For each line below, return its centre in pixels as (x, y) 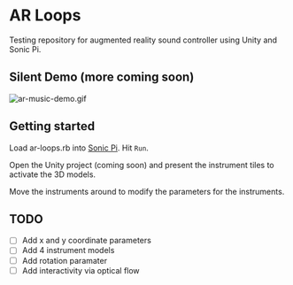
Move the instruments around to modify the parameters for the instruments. (147, 191)
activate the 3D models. (52, 174)
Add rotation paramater (65, 260)
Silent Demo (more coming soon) (102, 77)
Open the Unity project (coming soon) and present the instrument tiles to (142, 165)
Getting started (52, 126)
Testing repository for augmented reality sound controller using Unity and (143, 40)
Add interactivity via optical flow (81, 270)
